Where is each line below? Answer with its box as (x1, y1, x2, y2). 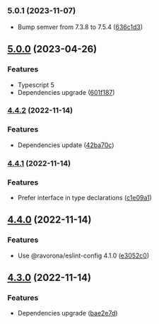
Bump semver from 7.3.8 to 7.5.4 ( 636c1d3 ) (17, 23, 143, 31)
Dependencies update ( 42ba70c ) (17, 141, 114, 149)
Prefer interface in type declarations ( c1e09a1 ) (17, 193, 152, 202)
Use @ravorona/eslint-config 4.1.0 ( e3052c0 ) (17, 251, 150, 260)
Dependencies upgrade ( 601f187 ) (17, 88, 115, 96)
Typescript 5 (17, 81, 55, 89)
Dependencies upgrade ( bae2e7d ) (17, 309, 118, 318)
